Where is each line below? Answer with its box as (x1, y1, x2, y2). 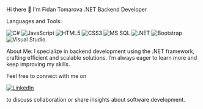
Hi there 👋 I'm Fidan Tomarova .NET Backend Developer (6, 6, 147, 13)
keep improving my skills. (6, 61, 70, 68)
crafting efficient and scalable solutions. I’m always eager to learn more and (6, 54, 197, 61)
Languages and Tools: (6, 18, 62, 24)
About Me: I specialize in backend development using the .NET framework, (6, 47, 195, 55)
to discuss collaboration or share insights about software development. (6, 96, 185, 103)
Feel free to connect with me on (6, 72, 87, 79)
